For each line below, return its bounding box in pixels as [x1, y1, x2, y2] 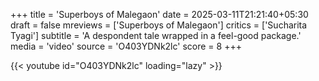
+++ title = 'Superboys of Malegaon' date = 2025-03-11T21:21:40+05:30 [10, 9, 309, 20]
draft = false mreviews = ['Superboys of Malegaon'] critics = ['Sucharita [10, 19, 308, 31]
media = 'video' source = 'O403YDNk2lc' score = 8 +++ [10, 40, 242, 52]
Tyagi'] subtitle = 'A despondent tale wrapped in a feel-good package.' [10, 30, 302, 41]
